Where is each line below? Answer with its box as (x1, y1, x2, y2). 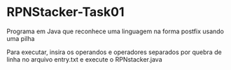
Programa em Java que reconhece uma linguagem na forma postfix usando (6, 27, 225, 35)
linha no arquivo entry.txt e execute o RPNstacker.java (6, 55, 162, 63)
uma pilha (6, 34, 35, 42)
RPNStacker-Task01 (6, 4, 125, 20)
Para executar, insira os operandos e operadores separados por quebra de (6, 48, 222, 56)
